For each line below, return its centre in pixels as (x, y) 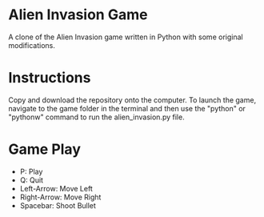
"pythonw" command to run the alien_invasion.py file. (97, 117)
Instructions (50, 78)
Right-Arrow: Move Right (60, 197)
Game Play (45, 149)
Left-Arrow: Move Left (56, 188)
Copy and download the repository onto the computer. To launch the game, (132, 100)
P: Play (31, 171)
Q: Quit (32, 180)
